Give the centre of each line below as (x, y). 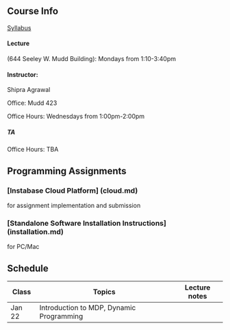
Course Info (33, 11)
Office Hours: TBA (33, 150)
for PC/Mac (23, 247)
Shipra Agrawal (29, 90)
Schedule (28, 268)
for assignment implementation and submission (74, 205)
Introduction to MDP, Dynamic (88, 307)
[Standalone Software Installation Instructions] (87, 223)
